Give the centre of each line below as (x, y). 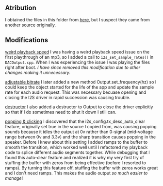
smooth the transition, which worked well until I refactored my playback (76, 147)
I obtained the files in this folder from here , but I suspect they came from (78, 19)
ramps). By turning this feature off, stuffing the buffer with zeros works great (81, 168)
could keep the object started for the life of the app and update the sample (80, 87)
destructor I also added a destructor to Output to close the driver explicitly (79, 107)
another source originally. (31, 25)
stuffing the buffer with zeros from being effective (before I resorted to (76, 163)
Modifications (27, 40)
